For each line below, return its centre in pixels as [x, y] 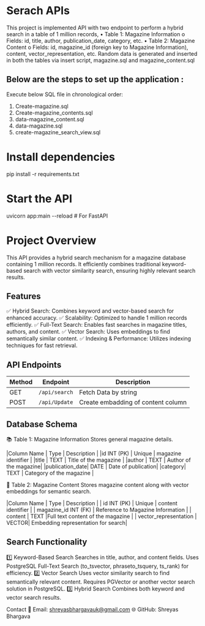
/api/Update [56, 403]
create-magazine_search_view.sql [58, 132]
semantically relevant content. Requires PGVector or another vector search [101, 582]
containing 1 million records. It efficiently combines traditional [84, 264]
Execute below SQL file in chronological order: [65, 94]
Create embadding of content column [133, 402]
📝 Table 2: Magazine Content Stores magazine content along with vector [98, 485]
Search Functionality [47, 542]
